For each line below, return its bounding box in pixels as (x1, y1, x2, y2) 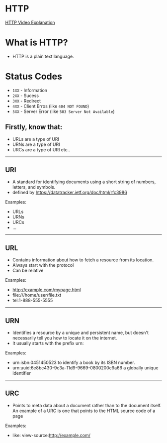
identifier (12, 370, 31, 376)
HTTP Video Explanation (5, 19, 56, 25)
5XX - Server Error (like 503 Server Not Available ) (12, 108, 115, 114)
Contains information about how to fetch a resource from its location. (12, 257, 154, 263)
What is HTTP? (5, 37, 68, 48)
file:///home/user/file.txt (12, 292, 62, 298)
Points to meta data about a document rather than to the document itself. (12, 402, 162, 408)
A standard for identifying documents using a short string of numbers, (12, 179, 156, 185)
